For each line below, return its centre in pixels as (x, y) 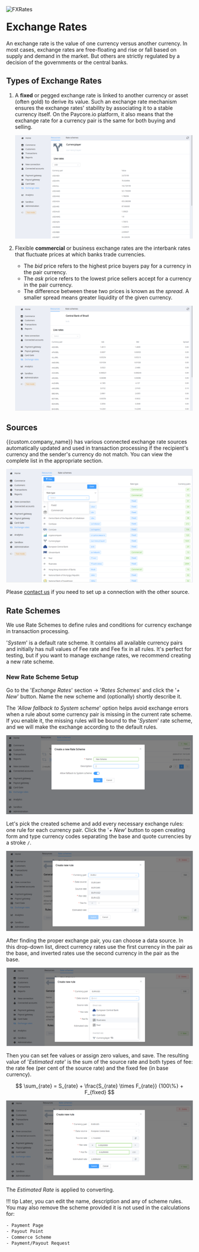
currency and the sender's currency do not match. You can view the (89, 455)
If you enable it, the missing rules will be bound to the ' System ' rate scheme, (99, 720)
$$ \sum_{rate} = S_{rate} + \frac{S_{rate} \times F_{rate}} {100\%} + (99, 1086)
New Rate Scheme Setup (42, 677)
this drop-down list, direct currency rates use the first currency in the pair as (99, 947)
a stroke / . (19, 843)
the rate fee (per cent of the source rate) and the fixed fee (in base (87, 1068)
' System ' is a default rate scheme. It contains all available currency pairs (94, 643)
